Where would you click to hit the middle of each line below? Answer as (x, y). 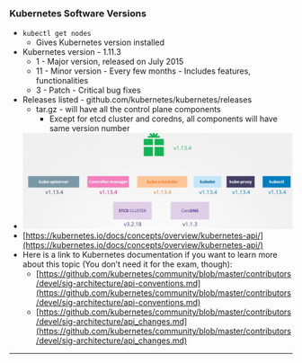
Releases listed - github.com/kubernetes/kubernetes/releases (137, 100)
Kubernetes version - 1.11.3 (71, 52)
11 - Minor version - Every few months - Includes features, (143, 71)
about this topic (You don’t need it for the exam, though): (127, 264)
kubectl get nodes (57, 34)
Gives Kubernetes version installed (100, 42)
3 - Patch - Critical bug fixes (88, 90)
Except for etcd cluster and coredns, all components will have (164, 119)
